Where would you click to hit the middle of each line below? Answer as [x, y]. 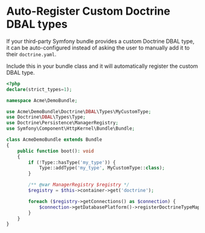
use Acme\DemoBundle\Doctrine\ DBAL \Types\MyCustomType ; [79, 111]
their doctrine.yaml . [31, 54]
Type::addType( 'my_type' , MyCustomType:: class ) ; [102, 168]
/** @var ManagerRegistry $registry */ [79, 185]
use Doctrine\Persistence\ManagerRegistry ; [63, 123]
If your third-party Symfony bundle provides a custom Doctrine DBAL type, [100, 41]
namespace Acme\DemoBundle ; [42, 100]
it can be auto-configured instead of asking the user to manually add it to [98, 48]
